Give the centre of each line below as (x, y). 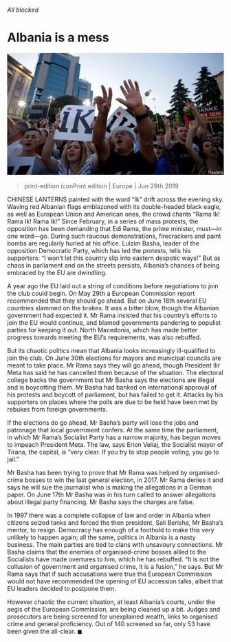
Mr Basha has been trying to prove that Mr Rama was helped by (97, 473)
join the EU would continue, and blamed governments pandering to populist (114, 323)
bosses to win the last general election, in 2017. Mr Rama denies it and (124, 480)
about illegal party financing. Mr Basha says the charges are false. (101, 502)
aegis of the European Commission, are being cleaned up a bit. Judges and (114, 610)
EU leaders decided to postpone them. (62, 589)
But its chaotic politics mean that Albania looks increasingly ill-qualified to (111, 351)
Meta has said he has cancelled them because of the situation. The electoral (115, 373)
